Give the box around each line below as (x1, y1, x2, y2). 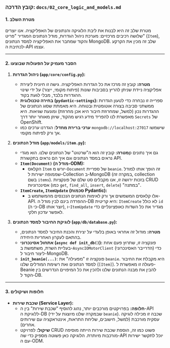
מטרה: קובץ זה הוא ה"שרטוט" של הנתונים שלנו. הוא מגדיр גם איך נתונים (20, 150, 158, 156)
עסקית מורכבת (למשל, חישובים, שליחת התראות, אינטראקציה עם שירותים (20, 316, 160, 322)
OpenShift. (20, 119, 43, 125)
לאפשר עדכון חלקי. (27, 209, 64, 215)
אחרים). (20, 322, 36, 328)
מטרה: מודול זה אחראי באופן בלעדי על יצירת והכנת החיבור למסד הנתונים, (20, 229, 161, 235)
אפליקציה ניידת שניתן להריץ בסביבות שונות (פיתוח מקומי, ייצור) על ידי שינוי (20, 86, 162, 93)
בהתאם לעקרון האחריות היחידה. (20, 234, 81, 240)
